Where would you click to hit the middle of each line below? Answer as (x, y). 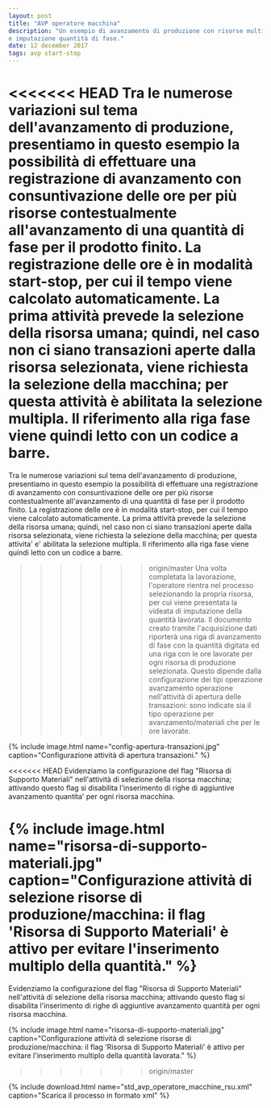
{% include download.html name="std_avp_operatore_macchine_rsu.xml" (130, 1086)
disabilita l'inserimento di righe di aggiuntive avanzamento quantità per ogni (134, 1006)
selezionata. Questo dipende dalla (205, 671)
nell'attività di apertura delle (195, 696)
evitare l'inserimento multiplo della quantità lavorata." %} (102, 1055)
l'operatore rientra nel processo (201, 585)
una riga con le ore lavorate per (201, 653)
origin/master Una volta (188, 568)
